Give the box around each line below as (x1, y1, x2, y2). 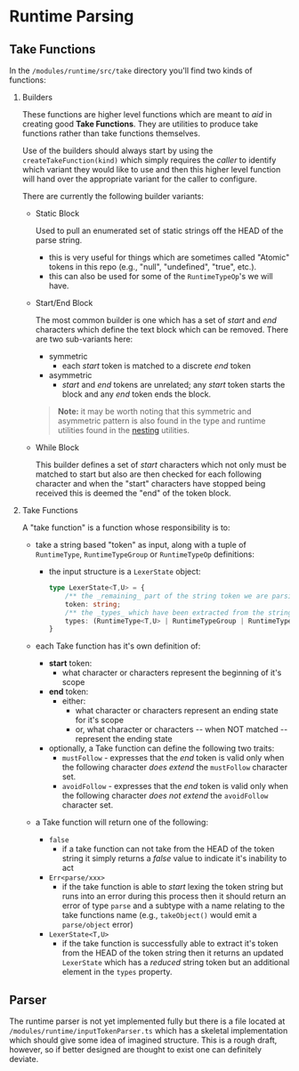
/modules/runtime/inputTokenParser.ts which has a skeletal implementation (9, 1026, 288, 1036)
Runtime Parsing (9, 6, 134, 27)
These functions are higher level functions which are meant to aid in (21, 109, 272, 119)
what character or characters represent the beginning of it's (61, 667, 282, 678)
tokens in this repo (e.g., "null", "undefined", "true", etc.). (48, 262, 257, 272)
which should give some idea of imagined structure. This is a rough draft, (9, 1035, 278, 1046)
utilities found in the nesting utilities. (57, 425, 190, 435)
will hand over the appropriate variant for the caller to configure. (21, 173, 258, 184)
